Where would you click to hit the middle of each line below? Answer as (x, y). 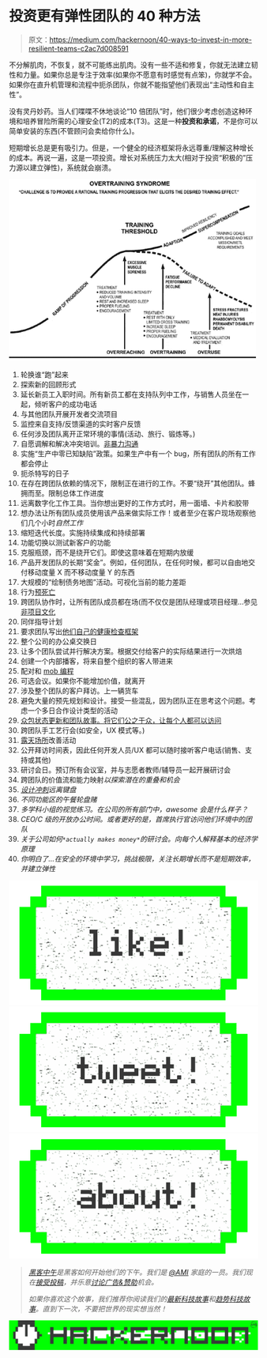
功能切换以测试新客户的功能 (66, 542)
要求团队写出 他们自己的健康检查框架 (79, 631)
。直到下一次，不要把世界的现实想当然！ (101, 1309)
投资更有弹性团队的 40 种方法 (105, 16)
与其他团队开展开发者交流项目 (69, 414)
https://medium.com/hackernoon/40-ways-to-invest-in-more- (150, 40)
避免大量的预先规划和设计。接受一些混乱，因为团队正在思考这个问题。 (135, 700)
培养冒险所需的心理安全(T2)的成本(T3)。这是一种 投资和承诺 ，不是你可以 (140, 121)
